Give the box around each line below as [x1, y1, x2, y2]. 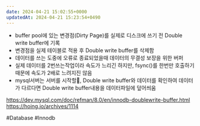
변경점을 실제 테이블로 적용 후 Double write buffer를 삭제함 [14, 46, 154, 54]
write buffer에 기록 [14, 39, 60, 46]
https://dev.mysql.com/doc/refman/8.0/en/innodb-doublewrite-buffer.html [6, 96, 190, 103]
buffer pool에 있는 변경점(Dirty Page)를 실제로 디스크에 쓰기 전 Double [14, 31, 183, 39]
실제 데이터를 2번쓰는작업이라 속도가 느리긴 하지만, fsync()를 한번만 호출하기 [14, 61, 195, 69]
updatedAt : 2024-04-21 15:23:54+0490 [6, 14, 101, 20]
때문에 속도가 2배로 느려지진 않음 [14, 69, 92, 76]
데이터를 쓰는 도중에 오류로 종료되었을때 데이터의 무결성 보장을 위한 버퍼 [14, 54, 184, 61]
